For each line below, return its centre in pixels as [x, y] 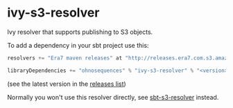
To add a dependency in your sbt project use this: [78, 45]
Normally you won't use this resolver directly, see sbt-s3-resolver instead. [113, 97]
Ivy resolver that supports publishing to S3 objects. [80, 32]
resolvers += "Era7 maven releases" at [65, 58]
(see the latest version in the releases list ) [67, 84]
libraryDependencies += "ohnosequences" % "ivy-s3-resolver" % [101, 71]
